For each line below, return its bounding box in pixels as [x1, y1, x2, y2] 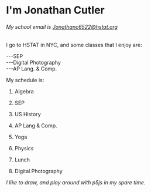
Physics [14, 145, 34, 152]
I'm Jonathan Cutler [6, 4, 105, 17]
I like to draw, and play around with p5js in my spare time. [6, 179, 146, 186]
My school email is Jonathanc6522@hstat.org [6, 23, 118, 30]
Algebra [14, 88, 34, 95]
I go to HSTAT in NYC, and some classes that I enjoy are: [6, 42, 142, 49]
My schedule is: [6, 77, 44, 84]
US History [14, 111, 41, 118]
